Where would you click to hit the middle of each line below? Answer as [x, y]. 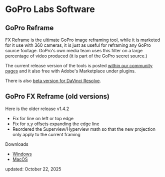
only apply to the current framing [46, 134]
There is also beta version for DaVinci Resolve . [53, 81]
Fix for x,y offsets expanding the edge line [56, 124]
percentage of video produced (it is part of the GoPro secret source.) [76, 56]
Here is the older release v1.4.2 [37, 109]
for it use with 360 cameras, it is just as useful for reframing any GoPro [78, 45]
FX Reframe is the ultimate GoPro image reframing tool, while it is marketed [83, 40]
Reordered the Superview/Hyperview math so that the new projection [84, 129]
